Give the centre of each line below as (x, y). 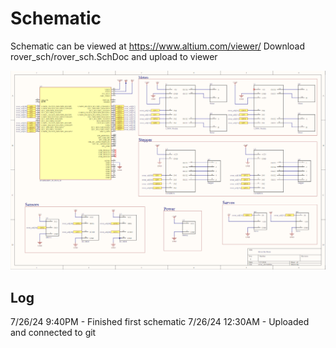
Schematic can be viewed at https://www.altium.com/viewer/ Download (158, 46)
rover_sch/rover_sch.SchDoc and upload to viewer (114, 56)
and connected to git (53, 333)
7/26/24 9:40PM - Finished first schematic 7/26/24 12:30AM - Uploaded (160, 322)
